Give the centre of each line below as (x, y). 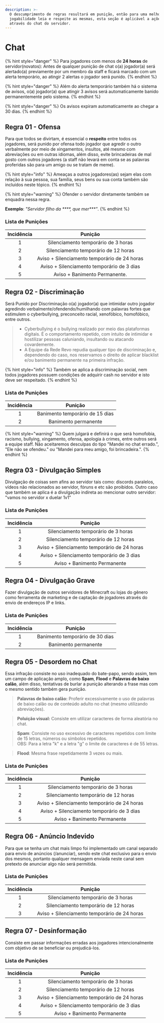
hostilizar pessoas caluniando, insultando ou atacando (79, 340)
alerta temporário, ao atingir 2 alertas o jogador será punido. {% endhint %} (81, 77)
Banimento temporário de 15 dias (75, 414)
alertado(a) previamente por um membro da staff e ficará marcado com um (81, 72)
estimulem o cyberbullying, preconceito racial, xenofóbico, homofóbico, (77, 314)
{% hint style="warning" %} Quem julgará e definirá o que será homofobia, (81, 434)
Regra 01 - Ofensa (33, 127)
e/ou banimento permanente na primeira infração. (74, 360)
